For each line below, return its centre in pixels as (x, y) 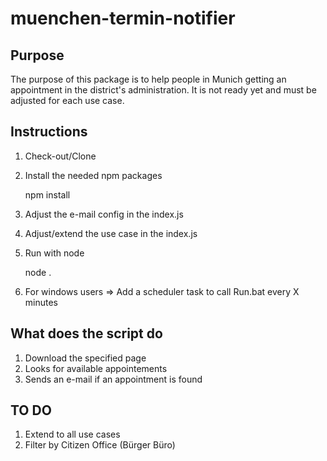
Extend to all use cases (72, 434)
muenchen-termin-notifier (123, 18)
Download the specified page (85, 358)
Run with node (54, 253)
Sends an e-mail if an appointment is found (113, 379)
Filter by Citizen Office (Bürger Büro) (100, 445)
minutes (41, 302)
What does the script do (86, 333)
